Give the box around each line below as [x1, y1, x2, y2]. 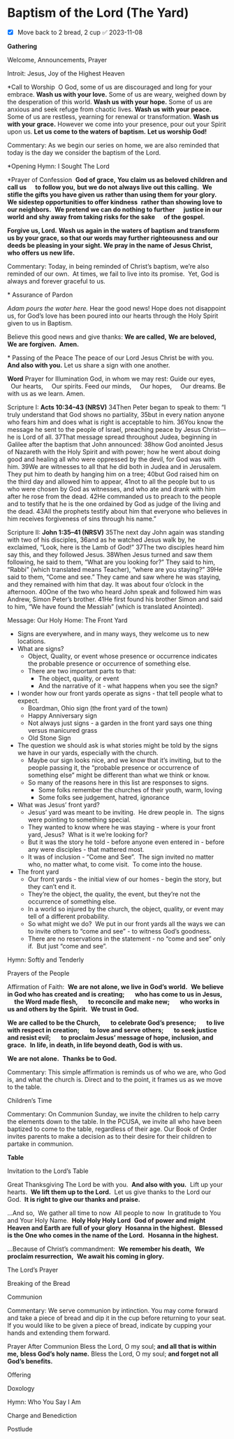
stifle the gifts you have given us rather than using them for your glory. [7, 190, 217, 199]
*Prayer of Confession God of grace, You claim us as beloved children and [7, 176, 228, 183]
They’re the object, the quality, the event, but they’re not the [27, 890, 200, 898]
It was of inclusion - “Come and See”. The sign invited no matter [27, 852, 214, 861]
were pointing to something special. [27, 815, 131, 824]
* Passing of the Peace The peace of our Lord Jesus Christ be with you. [7, 353, 214, 362]
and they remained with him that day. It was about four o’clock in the [7, 580, 204, 589]
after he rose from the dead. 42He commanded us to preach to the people [7, 492, 221, 500]
